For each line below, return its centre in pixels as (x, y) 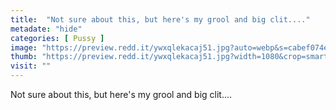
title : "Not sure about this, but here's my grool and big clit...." (160, 19)
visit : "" (31, 66)
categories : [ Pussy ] (57, 38)
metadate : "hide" (46, 29)
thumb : (24, 57)
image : (24, 47)
